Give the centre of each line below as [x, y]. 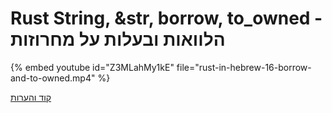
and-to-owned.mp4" [53, 78]
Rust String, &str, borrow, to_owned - [166, 18]
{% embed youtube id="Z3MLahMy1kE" [92, 67]
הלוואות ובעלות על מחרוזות [118, 39]
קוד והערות [31, 97]
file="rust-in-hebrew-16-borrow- [244, 67]
